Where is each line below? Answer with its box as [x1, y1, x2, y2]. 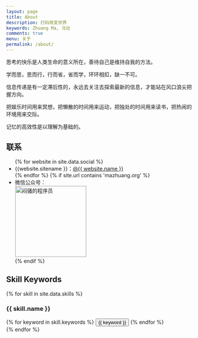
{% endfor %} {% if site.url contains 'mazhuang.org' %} [14, 171, 150, 178]
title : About [6, 14, 38, 20]
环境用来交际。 [6, 110, 42, 118]
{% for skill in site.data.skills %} [6, 290, 83, 297]
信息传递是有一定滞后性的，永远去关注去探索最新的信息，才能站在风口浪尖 [6, 83, 187, 90]
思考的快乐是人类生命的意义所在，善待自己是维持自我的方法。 [6, 58, 156, 65]
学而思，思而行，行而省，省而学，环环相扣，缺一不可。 [6, 71, 140, 78]
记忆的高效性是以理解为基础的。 [6, 123, 84, 130]
